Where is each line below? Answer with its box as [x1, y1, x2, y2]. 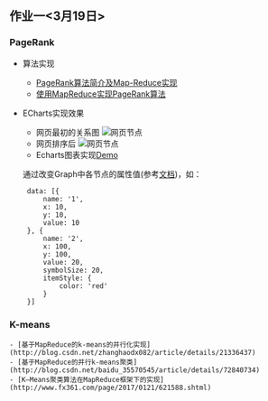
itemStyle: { [42, 274, 92, 283]
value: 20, [42, 257, 84, 266]
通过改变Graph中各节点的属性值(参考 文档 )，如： [22, 168, 202, 179]
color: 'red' [59, 281, 108, 291]
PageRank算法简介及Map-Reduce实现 [35, 77, 178, 88]
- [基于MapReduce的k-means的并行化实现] [9, 340, 152, 350]
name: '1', [42, 194, 84, 203]
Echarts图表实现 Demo [35, 149, 119, 160]
